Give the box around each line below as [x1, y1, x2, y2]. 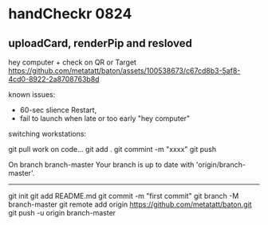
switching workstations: [8, 129, 86, 138]
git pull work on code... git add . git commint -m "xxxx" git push [8, 145, 217, 153]
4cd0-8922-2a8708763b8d [8, 75, 100, 83]
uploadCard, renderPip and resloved [8, 37, 193, 50]
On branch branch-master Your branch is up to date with [8, 160, 195, 169]
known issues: [8, 90, 56, 99]
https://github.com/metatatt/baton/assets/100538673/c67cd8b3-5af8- [8, 66, 241, 76]
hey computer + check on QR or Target [8, 57, 137, 67]
